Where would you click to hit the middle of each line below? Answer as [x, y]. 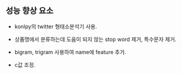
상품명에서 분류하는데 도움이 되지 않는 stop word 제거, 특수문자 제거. [95, 39]
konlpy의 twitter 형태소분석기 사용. [56, 26]
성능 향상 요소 [30, 11]
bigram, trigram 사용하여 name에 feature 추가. [70, 52]
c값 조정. [25, 64]
